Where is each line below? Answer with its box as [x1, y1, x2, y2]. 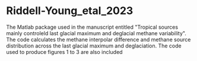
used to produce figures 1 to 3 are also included [6, 48, 123, 55]
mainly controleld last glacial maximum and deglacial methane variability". [6, 29, 187, 36]
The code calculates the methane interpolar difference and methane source [6, 36, 191, 43]
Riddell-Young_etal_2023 [6, 4, 134, 18]
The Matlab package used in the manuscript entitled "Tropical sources [6, 23, 179, 30]
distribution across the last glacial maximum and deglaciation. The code [6, 42, 182, 49]
